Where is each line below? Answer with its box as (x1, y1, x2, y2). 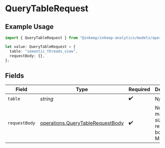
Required (128, 86, 151, 93)
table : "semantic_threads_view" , (9, 49, 78, 54)
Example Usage (5, 23, 54, 31)
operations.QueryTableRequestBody (40, 120, 124, 126)
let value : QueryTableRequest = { (5, 44, 76, 49)
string (40, 95, 54, 102)
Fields (5, 72, 25, 80)
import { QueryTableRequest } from (5, 35, 78, 40)
